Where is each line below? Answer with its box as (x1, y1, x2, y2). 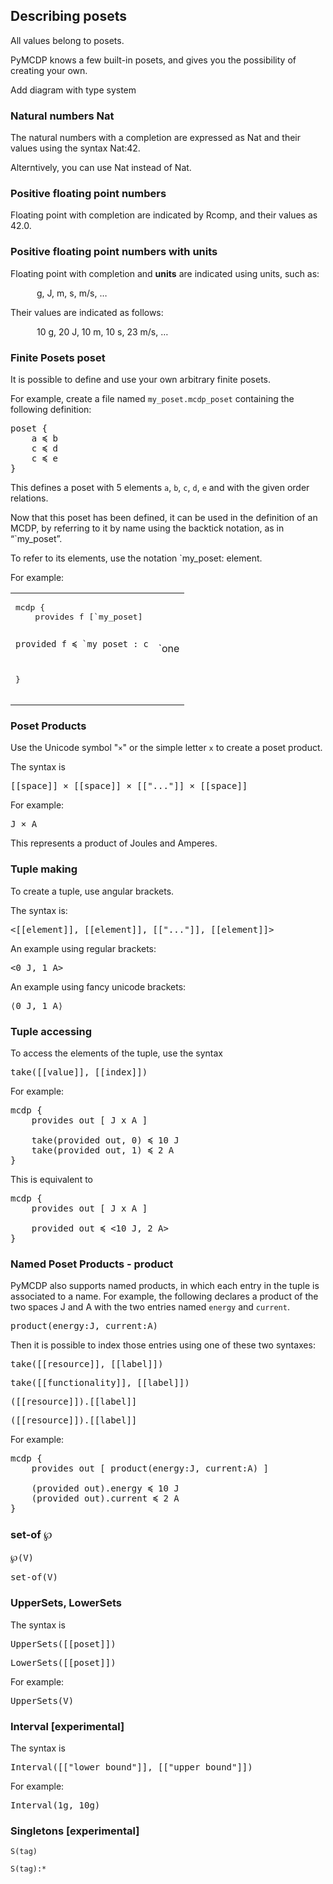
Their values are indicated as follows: (10, 306, 164, 318)
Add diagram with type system (10, 84, 137, 96)
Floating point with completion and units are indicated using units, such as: (10, 267, 320, 279)
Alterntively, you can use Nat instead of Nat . (10, 162, 192, 174)
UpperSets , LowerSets (10, 1596, 122, 1610)
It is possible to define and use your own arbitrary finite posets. (10, 374, 272, 385)
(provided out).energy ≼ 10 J (31, 1483, 180, 1494)
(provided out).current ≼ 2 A (31, 1493, 180, 1504)
